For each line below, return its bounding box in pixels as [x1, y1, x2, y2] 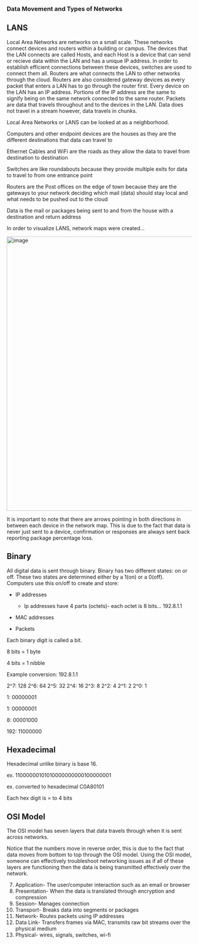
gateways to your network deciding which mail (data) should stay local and [6, 189, 188, 196]
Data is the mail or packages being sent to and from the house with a [6, 207, 174, 214]
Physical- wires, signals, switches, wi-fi [15, 932, 111, 939]
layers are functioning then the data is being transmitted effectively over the [6, 864, 190, 871]
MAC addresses [15, 614, 55, 621]
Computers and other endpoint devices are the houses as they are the [6, 130, 177, 137]
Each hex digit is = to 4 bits [6, 795, 73, 802]
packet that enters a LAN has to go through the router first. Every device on [6, 82, 190, 89]
